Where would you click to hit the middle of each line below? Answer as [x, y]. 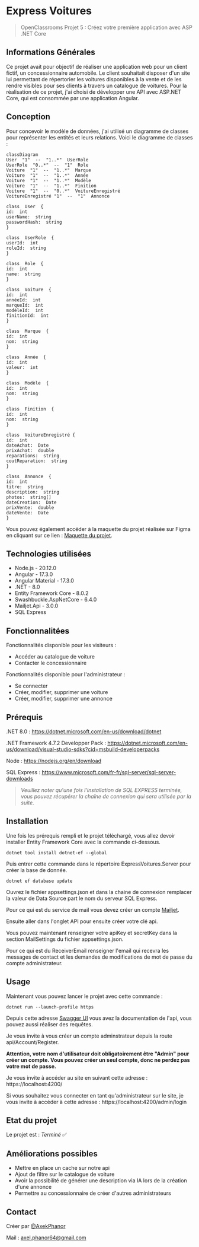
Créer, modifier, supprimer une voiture [61, 692]
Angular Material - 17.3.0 [44, 581]
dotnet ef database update [39, 881]
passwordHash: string [34, 222]
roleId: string [26, 248]
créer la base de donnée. [37, 870]
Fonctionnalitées [38, 631]
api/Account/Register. [33, 1042]
